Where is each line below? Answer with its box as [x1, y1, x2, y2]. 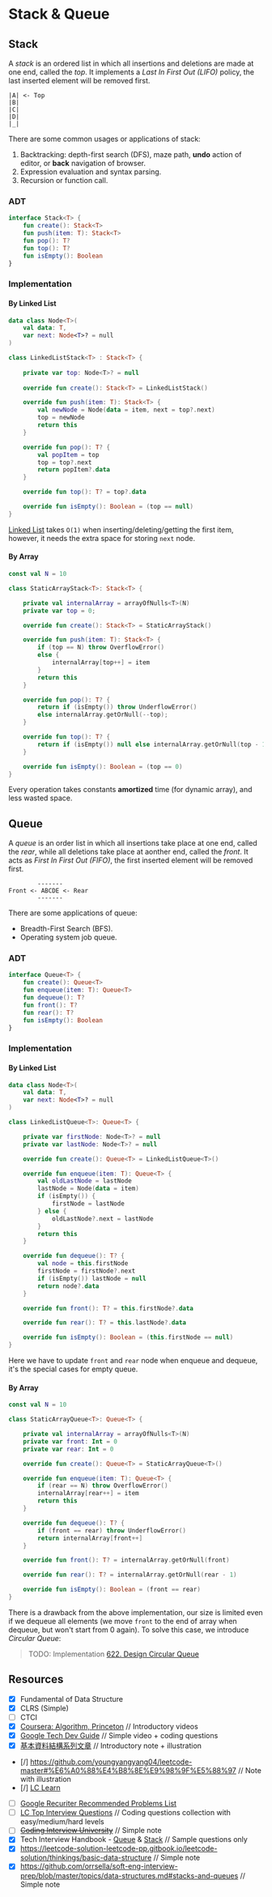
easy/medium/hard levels [19, 1817, 104, 1827]
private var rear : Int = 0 [23, 1445, 114, 1453]
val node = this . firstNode [37, 1260, 129, 1268]
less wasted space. [8, 793, 73, 803]
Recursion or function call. [19, 176, 108, 185]
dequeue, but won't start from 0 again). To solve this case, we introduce [8, 1625, 249, 1635]
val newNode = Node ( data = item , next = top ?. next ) [37, 406, 216, 414]
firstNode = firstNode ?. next [37, 1267, 136, 1276]
